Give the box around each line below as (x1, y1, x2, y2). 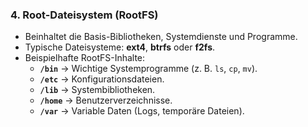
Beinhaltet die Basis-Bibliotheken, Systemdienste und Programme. (24, 31, 298, 43)
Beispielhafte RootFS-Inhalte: (24, 52, 146, 64)
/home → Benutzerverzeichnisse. (39, 94, 173, 107)
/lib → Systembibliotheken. (39, 84, 156, 96)
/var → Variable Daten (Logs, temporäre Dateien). (39, 105, 245, 117)
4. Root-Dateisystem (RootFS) (10, 8, 159, 22)
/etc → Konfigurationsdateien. (39, 73, 165, 85)
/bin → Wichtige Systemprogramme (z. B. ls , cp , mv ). (39, 63, 258, 75)
